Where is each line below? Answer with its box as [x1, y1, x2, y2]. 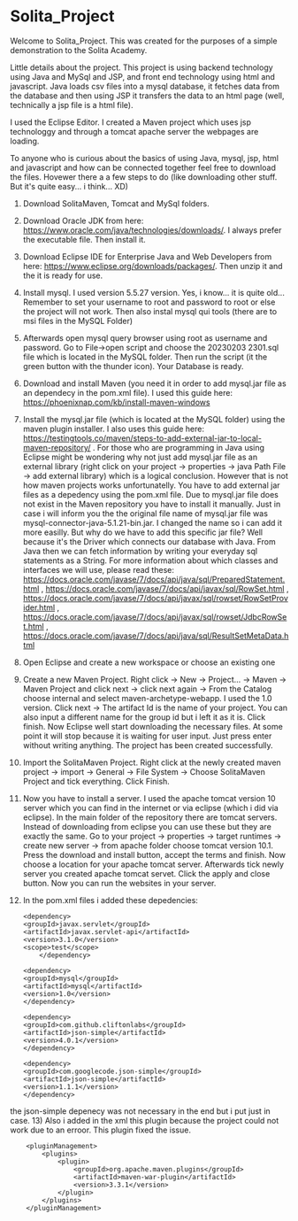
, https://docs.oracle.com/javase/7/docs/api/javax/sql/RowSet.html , [41, 583, 289, 594]
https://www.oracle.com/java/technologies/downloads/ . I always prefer [22, 224, 282, 236]
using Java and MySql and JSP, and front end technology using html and [10, 71, 275, 81]
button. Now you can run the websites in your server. [22, 877, 217, 888]
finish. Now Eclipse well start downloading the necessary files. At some [22, 721, 284, 731]
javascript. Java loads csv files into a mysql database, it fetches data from [10, 81, 279, 91]
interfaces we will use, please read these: [22, 564, 175, 575]
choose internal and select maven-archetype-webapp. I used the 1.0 [22, 692, 272, 703]
